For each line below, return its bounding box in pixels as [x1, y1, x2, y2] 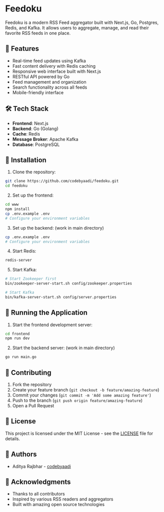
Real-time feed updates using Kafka [12, 58, 86, 64]
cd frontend [5, 331, 30, 336]
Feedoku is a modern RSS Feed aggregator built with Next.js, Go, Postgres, [5, 19, 159, 25]
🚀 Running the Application [5, 308, 88, 317]
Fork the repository [12, 382, 52, 387]
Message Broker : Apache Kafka [12, 136, 79, 142]
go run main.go [5, 355, 37, 360]
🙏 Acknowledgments [5, 478, 71, 486]
